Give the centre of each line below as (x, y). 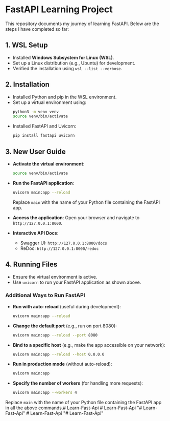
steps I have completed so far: (37, 29)
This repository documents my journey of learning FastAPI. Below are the (82, 24)
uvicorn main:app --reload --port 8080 (55, 335)
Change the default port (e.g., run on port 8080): (65, 326)
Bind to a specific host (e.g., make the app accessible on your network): (89, 345)
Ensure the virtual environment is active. (55, 277)
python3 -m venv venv (36, 112)
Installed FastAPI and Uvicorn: (44, 126)
